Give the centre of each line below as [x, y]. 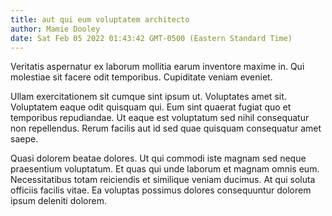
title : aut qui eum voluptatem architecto [100, 19]
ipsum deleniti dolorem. [58, 201]
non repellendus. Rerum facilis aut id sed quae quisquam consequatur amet [166, 128]
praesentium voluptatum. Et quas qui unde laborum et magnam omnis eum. [165, 169]
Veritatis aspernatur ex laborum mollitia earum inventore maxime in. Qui [157, 67]
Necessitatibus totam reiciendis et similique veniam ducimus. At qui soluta [163, 180]
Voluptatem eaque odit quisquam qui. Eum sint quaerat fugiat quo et [151, 107]
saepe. [24, 139]
